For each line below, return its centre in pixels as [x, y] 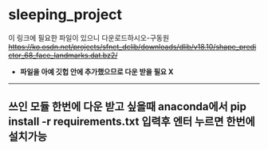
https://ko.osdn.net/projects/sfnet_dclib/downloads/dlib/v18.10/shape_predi [132, 46]
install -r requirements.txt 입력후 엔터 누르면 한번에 [132, 122]
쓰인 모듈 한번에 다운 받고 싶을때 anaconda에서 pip [128, 107]
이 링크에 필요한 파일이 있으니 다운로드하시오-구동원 [89, 37]
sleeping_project [65, 15]
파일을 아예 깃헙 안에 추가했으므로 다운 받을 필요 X [97, 71]
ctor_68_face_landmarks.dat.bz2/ [63, 55]
